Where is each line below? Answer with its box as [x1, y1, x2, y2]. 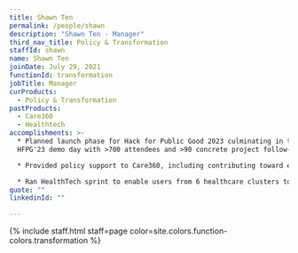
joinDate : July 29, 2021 [9, 63, 101, 72]
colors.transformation [9, 235, 89, 246]
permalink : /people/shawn [9, 21, 105, 30]
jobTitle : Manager [9, 79, 77, 88]
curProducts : [9, 87, 58, 96]
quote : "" [9, 186, 46, 194]
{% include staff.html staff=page [9, 225, 129, 236]
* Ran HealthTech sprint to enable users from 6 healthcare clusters [17, 177, 279, 186]
